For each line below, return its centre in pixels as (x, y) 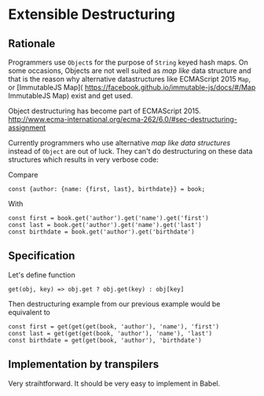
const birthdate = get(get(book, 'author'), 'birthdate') (105, 340)
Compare (23, 175)
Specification (42, 256)
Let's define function (42, 275)
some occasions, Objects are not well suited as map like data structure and (130, 71)
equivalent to (29, 312)
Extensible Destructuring (92, 15)
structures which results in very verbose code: (83, 159)
